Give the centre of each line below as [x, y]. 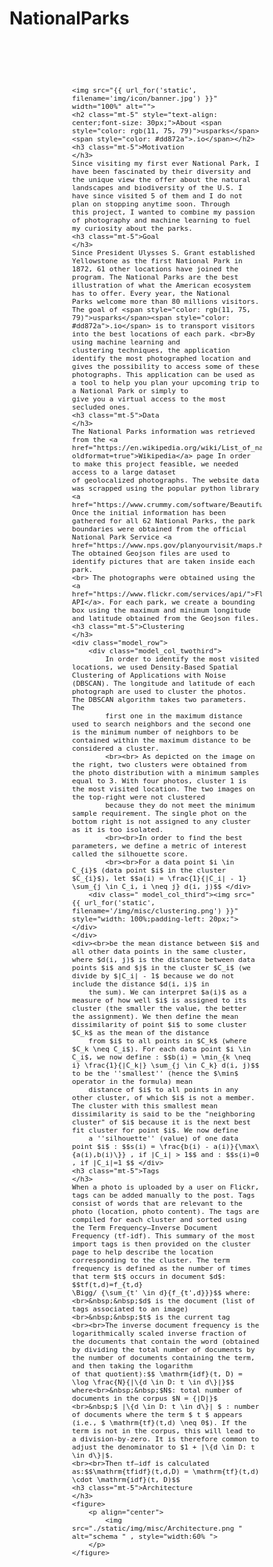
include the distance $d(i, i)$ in [141, 984]
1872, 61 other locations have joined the [155, 269]
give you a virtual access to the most [149, 399]
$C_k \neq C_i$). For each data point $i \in [161, 1049]
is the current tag [193, 1317]
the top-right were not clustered [139, 797]
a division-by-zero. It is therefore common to [166, 1439]
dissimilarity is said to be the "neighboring [164, 1114]
